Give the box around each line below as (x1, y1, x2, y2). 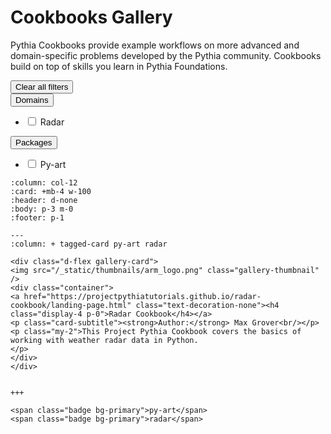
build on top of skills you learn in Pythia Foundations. (10, 60, 228, 72)
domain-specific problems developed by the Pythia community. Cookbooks (10, 49, 322, 61)
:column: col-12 (10, 177, 78, 188)
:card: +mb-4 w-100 (10, 186, 92, 196)
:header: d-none (10, 195, 78, 205)
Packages (15, 137, 53, 148)
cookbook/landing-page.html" (10, 300, 132, 310)
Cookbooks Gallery (10, 6, 173, 29)
